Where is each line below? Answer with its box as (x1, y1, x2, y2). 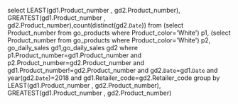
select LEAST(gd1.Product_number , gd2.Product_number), (7, 6, 181, 14)
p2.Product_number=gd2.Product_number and (7, 59, 144, 67)
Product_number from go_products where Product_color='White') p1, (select (7, 28, 231, 37)
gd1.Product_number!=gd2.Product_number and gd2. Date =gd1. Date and (7, 67, 218, 74)
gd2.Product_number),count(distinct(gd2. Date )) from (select (7, 21, 184, 29)
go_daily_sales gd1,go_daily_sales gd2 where (7, 44, 139, 52)
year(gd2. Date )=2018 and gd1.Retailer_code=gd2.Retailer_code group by (7, 74, 220, 82)
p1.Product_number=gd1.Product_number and (7, 51, 142, 59)
